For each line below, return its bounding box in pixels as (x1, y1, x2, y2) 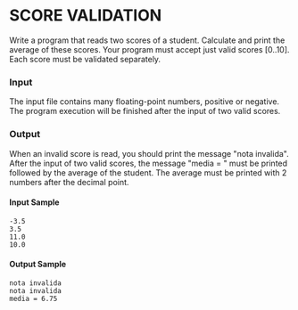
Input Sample (9, 197, 60, 208)
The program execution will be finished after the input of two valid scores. (9, 106, 281, 117)
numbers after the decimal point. (9, 176, 129, 187)
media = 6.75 (9, 294, 58, 303)
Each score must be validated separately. (9, 53, 161, 64)
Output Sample (9, 259, 67, 270)
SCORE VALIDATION (9, 5, 162, 26)
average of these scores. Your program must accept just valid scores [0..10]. (9, 44, 290, 54)
